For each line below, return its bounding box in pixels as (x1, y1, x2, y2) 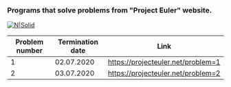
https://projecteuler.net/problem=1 (107, 58, 221, 67)
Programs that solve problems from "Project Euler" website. (7, 5, 212, 15)
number (16, 46, 43, 55)
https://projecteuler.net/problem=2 (107, 69, 221, 78)
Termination (57, 37, 98, 47)
